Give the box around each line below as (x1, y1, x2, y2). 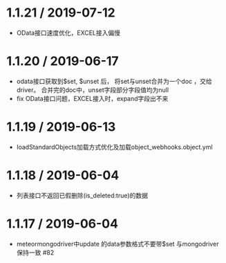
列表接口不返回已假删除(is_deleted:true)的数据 (16, 191, 148, 199)
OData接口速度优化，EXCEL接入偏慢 (16, 28, 121, 37)
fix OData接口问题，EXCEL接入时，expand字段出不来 (16, 94, 169, 102)
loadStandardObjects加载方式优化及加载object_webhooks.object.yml (16, 143, 213, 151)
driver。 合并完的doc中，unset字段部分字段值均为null (16, 85, 169, 94)
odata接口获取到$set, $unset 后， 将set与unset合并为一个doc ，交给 (16, 77, 212, 85)
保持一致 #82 (16, 248, 55, 257)
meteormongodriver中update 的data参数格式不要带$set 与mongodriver (16, 239, 219, 248)
